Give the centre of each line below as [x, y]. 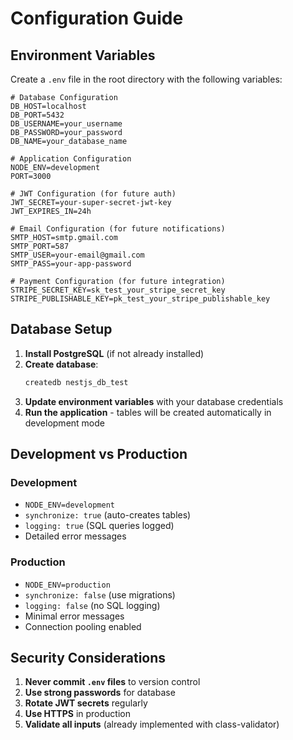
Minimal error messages [74, 616]
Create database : [61, 364]
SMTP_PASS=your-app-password [71, 264]
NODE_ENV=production [67, 585]
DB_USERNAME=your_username [66, 124]
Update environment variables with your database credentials [154, 401]
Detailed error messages [75, 536]
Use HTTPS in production [77, 714]
